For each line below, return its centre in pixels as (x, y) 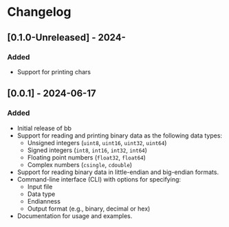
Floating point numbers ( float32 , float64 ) (87, 157)
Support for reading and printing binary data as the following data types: (119, 136)
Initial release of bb (44, 128)
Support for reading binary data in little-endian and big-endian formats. (118, 172)
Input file (40, 186)
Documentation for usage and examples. (75, 216)
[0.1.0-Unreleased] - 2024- (66, 37)
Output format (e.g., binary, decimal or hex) (89, 208)
